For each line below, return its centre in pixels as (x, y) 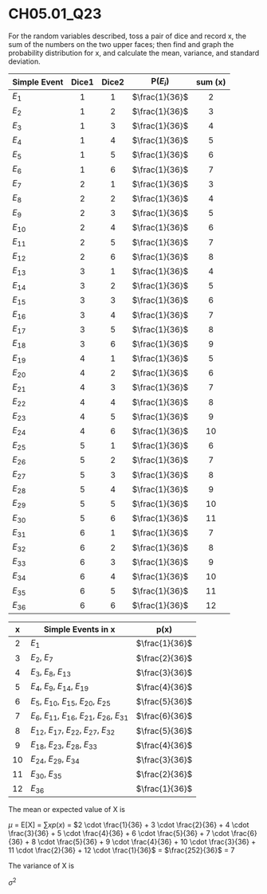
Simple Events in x (79, 629)
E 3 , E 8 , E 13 (51, 672)
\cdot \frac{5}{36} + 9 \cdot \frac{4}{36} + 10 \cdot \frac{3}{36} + (147, 841)
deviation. (25, 61)
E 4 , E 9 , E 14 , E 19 (60, 687)
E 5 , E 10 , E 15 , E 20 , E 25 (71, 701)
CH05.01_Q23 (55, 14)
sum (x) (211, 82)
